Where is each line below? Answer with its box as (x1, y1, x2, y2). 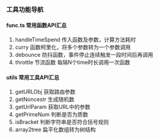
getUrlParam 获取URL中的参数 (15, 103, 91, 111)
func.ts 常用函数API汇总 (6, 21, 67, 28)
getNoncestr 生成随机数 (15, 95, 74, 103)
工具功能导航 (6, 5, 44, 13)
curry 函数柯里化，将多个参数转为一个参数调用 (15, 44, 131, 51)
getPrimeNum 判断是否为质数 (15, 111, 89, 118)
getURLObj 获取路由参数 (15, 88, 76, 95)
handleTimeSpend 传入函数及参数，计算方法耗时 (15, 36, 136, 44)
